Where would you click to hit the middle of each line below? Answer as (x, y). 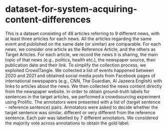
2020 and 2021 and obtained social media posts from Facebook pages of (80, 75)
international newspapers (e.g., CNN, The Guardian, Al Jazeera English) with (84, 81)
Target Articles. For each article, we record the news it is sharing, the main (82, 54)
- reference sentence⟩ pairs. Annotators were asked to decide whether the (82, 107)
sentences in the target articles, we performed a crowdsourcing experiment (83, 97)
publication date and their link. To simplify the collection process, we (76, 65)
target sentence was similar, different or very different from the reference (80, 112)
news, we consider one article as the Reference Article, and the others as (81, 49)
